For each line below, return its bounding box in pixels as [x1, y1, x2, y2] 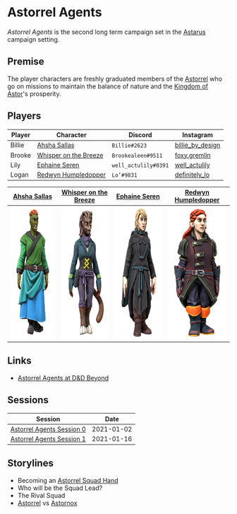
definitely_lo [174, 170, 210, 179]
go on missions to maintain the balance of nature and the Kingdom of [7, 82, 209, 90]
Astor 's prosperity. [7, 89, 61, 98]
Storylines [7, 457, 54, 469]
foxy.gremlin [174, 151, 212, 159]
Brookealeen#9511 [111, 152, 163, 159]
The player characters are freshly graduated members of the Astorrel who [7, 74, 222, 83]
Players [7, 110, 42, 122]
